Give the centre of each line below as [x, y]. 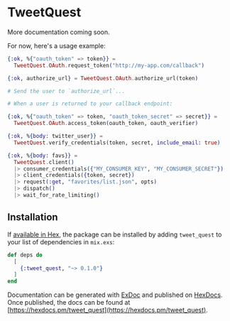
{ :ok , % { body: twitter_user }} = [55, 136]
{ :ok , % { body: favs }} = [43, 156]
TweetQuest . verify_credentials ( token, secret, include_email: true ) [117, 143]
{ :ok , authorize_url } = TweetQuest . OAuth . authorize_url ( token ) [103, 78]
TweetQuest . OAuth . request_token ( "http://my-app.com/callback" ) [109, 65]
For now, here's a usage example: [56, 45]
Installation [33, 217]
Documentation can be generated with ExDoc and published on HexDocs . [115, 295]
